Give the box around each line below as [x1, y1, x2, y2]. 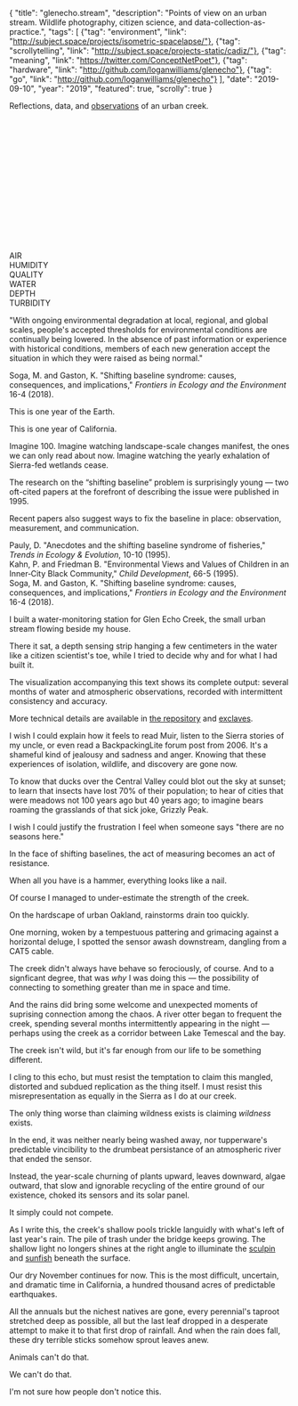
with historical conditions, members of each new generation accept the [9, 343, 270, 354]
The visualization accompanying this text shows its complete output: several [9, 677, 289, 687]
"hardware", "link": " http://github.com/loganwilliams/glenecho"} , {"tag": [9, 64, 272, 75]
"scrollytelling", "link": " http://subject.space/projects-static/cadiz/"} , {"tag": [9, 45, 286, 56]
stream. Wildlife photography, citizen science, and [9, 17, 193, 28]
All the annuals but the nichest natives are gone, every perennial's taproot [9, 1306, 280, 1317]
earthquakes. [9, 1289, 58, 1299]
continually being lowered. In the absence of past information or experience [9, 334, 287, 344]
